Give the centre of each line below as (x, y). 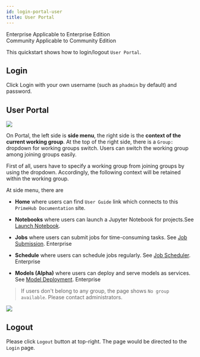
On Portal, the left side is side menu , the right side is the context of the (94, 136)
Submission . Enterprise (43, 244)
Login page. (21, 347)
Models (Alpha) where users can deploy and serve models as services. (102, 273)
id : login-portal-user (34, 12)
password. (19, 91)
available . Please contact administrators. (72, 297)
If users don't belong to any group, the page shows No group (95, 291)
